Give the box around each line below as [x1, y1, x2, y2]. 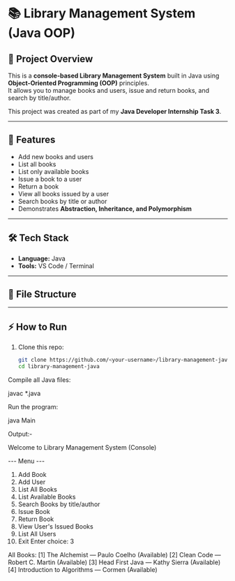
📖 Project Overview [8, 53, 93, 65]
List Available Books [17, 493, 76, 501]
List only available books [17, 167, 89, 175]
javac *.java [8, 389, 41, 397]
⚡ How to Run [8, 321, 68, 332]
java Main [8, 416, 36, 425]
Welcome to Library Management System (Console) [8, 443, 157, 451]
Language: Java [17, 254, 66, 263]
